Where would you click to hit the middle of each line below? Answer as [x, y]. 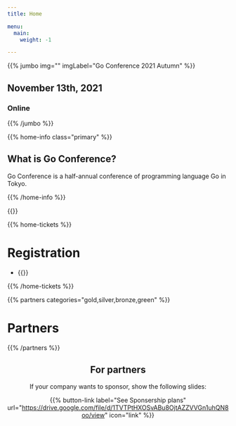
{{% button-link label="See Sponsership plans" [118, 400]
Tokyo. [17, 183]
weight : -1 [36, 39]
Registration [44, 252]
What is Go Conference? [62, 159]
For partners [118, 370]
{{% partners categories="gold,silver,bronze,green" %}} [89, 299]
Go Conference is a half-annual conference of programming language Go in [117, 176]
